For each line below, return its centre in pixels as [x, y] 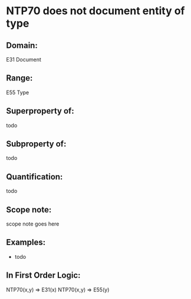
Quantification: [34, 177]
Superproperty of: [40, 111]
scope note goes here [33, 224]
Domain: [22, 45]
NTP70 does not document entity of [95, 11]
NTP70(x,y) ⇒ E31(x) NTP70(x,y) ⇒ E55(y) [58, 290]
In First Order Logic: [43, 276]
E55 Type [18, 92]
